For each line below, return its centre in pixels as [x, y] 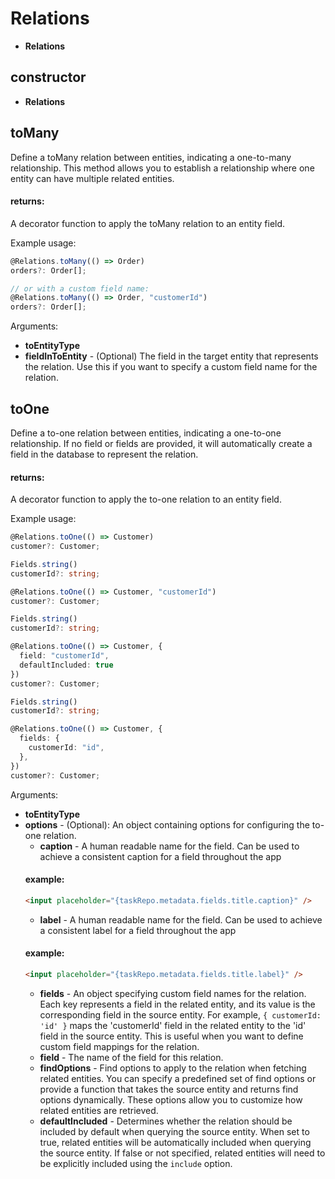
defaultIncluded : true [66, 665]
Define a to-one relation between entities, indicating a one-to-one [146, 433]
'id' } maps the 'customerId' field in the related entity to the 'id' [173, 1025]
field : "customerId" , [64, 656]
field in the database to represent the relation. [104, 454]
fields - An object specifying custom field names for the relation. [173, 993]
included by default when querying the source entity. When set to [174, 1131]
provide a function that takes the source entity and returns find [169, 1089]
